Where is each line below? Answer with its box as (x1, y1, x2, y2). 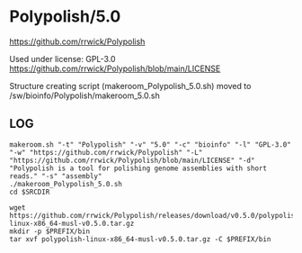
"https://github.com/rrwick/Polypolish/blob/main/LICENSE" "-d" (9, 156, 255, 165)
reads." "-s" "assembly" (9, 171, 102, 181)
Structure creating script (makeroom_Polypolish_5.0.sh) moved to (9, 80, 252, 91)
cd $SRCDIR (9, 187, 50, 196)
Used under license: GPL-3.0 (9, 53, 116, 64)
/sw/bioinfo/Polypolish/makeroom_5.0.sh (9, 90, 160, 101)
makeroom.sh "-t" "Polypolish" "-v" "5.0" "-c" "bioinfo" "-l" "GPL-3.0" (9, 140, 292, 149)
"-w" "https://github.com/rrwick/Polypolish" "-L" (9, 148, 203, 157)
